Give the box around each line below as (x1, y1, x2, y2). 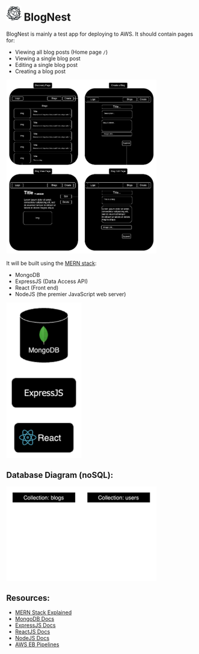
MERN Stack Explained (14, 609, 72, 616)
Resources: (6, 592, 50, 603)
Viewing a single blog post (14, 54, 81, 62)
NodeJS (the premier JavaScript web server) (14, 291, 126, 298)
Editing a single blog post (14, 61, 78, 68)
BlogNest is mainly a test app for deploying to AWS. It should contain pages (6, 30, 194, 37)
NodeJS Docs (14, 635, 50, 642)
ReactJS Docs (14, 628, 51, 635)
